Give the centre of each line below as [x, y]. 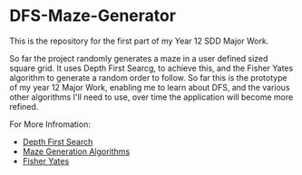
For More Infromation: [50, 124]
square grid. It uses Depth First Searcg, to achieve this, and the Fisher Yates [151, 68]
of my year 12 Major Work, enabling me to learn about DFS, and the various [150, 87]
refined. [24, 106]
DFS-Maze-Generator [93, 16]
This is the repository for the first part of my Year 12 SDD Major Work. [139, 41]
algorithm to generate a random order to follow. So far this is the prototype [148, 77]
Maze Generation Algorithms [76, 151]
